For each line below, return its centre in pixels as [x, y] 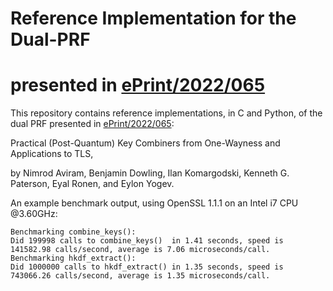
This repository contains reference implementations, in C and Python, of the [166, 113]
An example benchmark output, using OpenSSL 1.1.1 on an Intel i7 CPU [154, 203]
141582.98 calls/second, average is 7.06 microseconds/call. [140, 250]
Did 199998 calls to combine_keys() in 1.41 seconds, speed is [147, 241]
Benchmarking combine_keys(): [73, 232]
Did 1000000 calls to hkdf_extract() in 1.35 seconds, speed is [147, 267]
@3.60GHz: [34, 214]
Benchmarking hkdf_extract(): [73, 258]
